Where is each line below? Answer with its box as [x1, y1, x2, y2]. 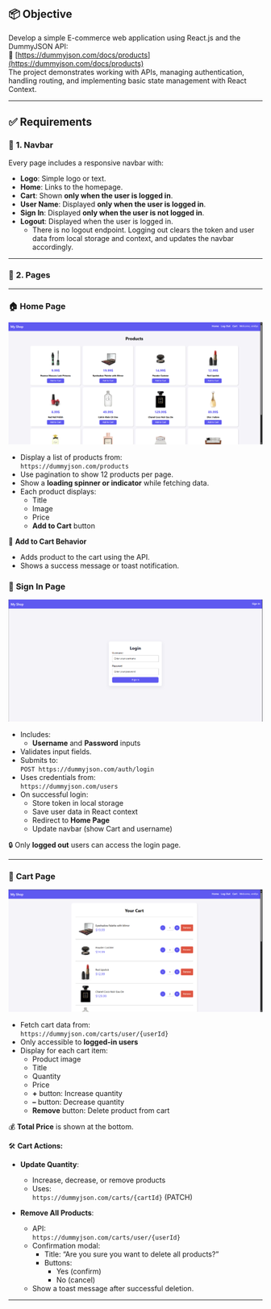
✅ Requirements [8, 115, 93, 129]
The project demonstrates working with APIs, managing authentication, [8, 67, 244, 77]
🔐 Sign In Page [8, 581, 66, 592]
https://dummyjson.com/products [19, 462, 129, 470]
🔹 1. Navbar [8, 140, 54, 151]
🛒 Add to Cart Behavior [8, 536, 87, 546]
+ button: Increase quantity [31, 1088, 123, 1098]
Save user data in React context [31, 807, 139, 816]
